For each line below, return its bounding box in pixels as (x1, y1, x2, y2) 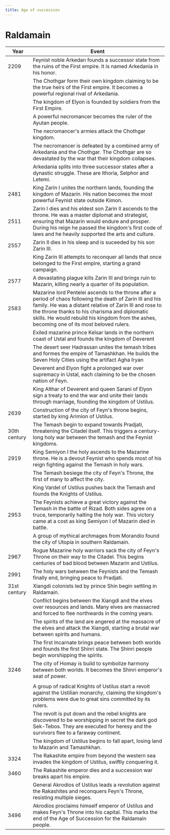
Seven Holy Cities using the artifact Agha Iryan (32, 356, 144, 363)
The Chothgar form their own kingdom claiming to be (32, 77, 159, 84)
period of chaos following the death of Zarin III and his (32, 295, 161, 302)
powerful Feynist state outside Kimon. (32, 197, 123, 204)
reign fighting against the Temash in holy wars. (32, 461, 144, 468)
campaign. (32, 266, 58, 273)
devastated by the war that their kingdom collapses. (32, 154, 156, 162)
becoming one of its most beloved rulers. (32, 321, 131, 328)
